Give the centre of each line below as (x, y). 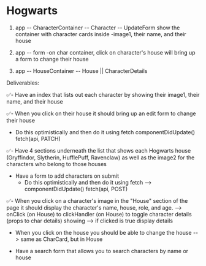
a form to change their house (52, 59)
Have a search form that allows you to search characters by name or (102, 251)
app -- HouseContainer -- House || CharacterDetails (81, 70)
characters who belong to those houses (57, 164)
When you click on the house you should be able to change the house (103, 232)
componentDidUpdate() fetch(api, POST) (76, 189)
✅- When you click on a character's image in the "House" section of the (97, 200)
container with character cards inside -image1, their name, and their (101, 34)
